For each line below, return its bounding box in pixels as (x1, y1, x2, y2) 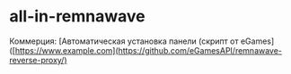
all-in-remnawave (9, 6, 145, 27)
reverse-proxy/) (9, 54, 67, 65)
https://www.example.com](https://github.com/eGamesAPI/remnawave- (14, 45, 283, 55)
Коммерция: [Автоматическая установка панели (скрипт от (9, 36, 239, 46)
